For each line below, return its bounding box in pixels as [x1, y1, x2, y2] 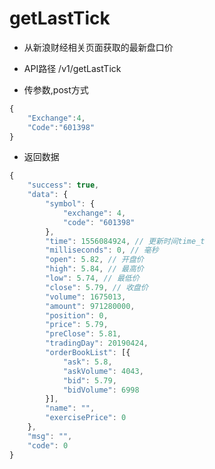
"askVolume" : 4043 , [62, 366, 144, 376]
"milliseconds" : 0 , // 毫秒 [45, 245, 159, 256]
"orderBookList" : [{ [45, 348, 131, 358]
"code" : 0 [27, 440, 69, 451]
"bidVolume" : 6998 [62, 385, 140, 395]
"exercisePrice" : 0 [45, 413, 127, 423]
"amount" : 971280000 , [45, 301, 136, 311]
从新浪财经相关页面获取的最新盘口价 [23, 41, 174, 53]
